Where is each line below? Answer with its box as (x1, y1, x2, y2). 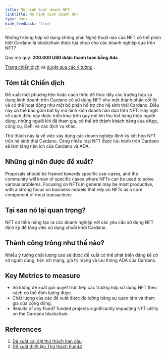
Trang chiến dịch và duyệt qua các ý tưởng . (5, 64, 95, 70)
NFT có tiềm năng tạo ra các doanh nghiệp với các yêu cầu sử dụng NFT (5, 219, 154, 225)
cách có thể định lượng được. (12, 290, 73, 296)
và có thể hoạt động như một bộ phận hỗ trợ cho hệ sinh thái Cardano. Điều (5, 102, 160, 108)
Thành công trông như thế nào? (5, 239, 105, 247)
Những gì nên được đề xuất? (5, 158, 94, 166)
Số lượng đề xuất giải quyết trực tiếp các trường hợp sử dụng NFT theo (12, 285, 157, 291)
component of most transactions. (5, 191, 73, 198)
